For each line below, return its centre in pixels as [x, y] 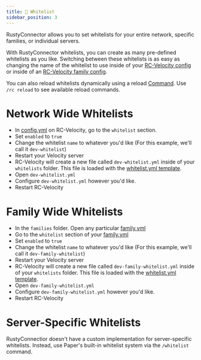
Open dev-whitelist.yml [45, 175]
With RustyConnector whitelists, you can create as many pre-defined [91, 52]
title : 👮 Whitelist [31, 12]
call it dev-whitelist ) [41, 149]
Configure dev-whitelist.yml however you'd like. [75, 181]
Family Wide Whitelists [65, 212]
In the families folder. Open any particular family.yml [80, 228]
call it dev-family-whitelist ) [50, 254]
